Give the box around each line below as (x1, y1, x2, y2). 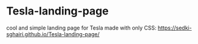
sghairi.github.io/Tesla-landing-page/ (6, 30, 100, 37)
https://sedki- (157, 24, 193, 31)
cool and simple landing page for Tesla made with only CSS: (6, 24, 157, 31)
